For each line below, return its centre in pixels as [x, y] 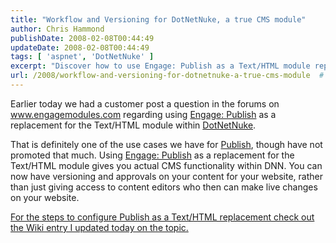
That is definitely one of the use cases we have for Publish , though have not [166, 144]
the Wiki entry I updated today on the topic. [99, 227]
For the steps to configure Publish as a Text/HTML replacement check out [162, 217]
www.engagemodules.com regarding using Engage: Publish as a [143, 114]
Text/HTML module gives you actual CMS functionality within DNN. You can [166, 165]
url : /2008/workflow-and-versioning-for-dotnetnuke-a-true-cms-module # [167, 76]
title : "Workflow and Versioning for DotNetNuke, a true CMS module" [158, 19]
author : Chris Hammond [57, 29]
